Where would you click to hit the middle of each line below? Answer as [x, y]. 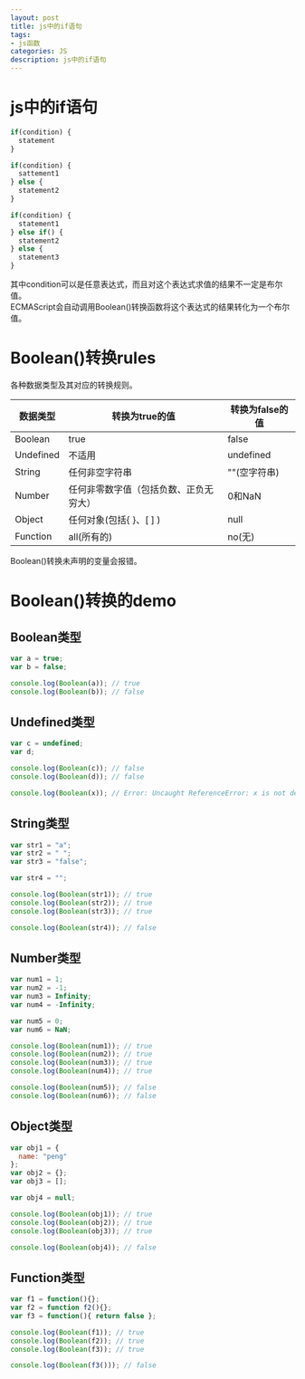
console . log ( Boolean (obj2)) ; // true [81, 1222]
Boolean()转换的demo [94, 601]
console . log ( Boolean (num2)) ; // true [81, 1054]
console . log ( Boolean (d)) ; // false [77, 776]
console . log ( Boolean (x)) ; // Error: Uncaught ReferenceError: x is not [148, 793]
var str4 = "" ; [39, 878]
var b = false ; [39, 666]
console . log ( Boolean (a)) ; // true [76, 683]
